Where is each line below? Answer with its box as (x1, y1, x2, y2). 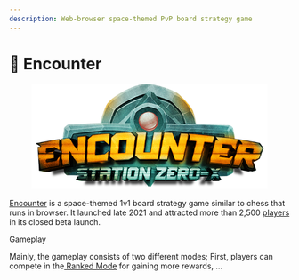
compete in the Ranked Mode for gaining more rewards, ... (9, 260, 223, 271)
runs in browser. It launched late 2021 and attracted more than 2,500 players (9, 207, 290, 218)
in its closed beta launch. (9, 216, 101, 227)
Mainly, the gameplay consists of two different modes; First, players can (9, 251, 274, 261)
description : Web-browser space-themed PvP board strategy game (9, 14, 253, 23)
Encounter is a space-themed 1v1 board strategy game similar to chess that (9, 197, 286, 208)
